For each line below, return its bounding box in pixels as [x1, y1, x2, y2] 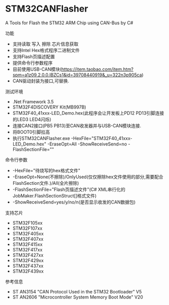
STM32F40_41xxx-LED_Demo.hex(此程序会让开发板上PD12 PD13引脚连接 [12, 110, 164, 116]
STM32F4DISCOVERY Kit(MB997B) [12, 104, 87, 110]
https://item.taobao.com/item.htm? [61, 66, 134, 72]
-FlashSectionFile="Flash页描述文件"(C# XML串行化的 [12, 186, 126, 192]
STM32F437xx [12, 263, 44, 269]
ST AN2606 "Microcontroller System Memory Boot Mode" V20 [12, 294, 143, 300]
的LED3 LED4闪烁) [12, 116, 51, 122]
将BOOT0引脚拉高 [12, 129, 50, 135]
